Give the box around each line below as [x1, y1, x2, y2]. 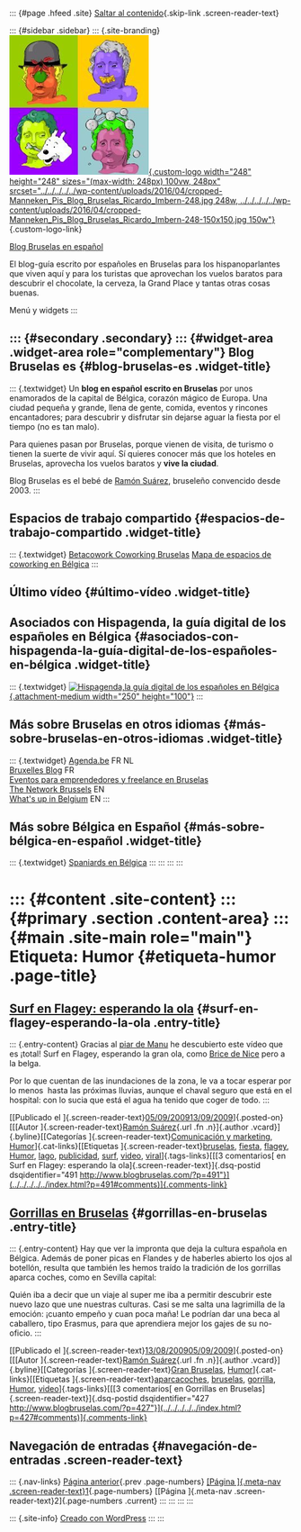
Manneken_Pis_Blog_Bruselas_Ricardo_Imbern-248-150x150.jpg [9, 214, 247, 224]
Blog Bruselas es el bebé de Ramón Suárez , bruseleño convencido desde [9, 475, 281, 485]
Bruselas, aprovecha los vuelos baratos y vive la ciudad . [9, 458, 219, 468]
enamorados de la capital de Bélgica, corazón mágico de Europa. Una [9, 392, 268, 403]
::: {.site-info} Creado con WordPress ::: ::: [9, 1513, 164, 1524]
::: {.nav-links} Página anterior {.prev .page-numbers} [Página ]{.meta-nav [9, 1476, 281, 1487]
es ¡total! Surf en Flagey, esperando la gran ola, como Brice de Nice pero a [9, 1048, 286, 1059]
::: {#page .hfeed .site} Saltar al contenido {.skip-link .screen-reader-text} [9, 8, 279, 18]
